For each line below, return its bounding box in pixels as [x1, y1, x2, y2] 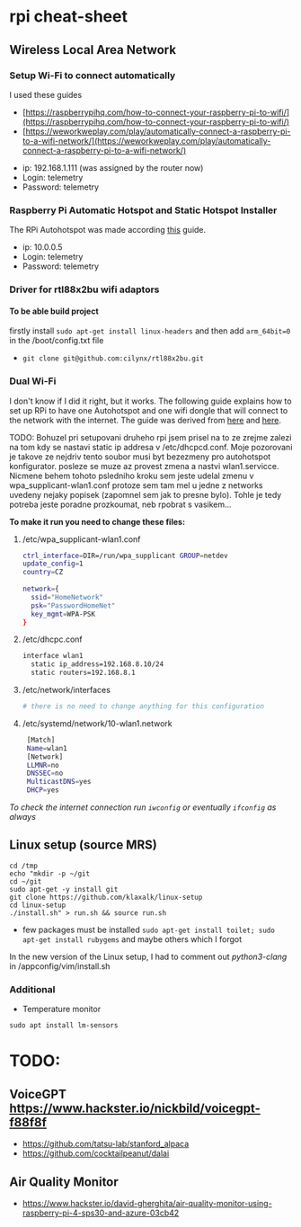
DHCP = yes [26, 786, 60, 795]
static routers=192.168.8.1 [31, 668, 137, 678]
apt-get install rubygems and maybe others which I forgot [22, 933, 243, 945]
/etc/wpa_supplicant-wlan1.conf [22, 533, 141, 545]
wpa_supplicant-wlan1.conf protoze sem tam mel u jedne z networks [9, 479, 263, 491]
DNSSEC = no [26, 769, 64, 778]
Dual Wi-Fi [9, 375, 57, 387]
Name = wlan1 [26, 743, 67, 752]
